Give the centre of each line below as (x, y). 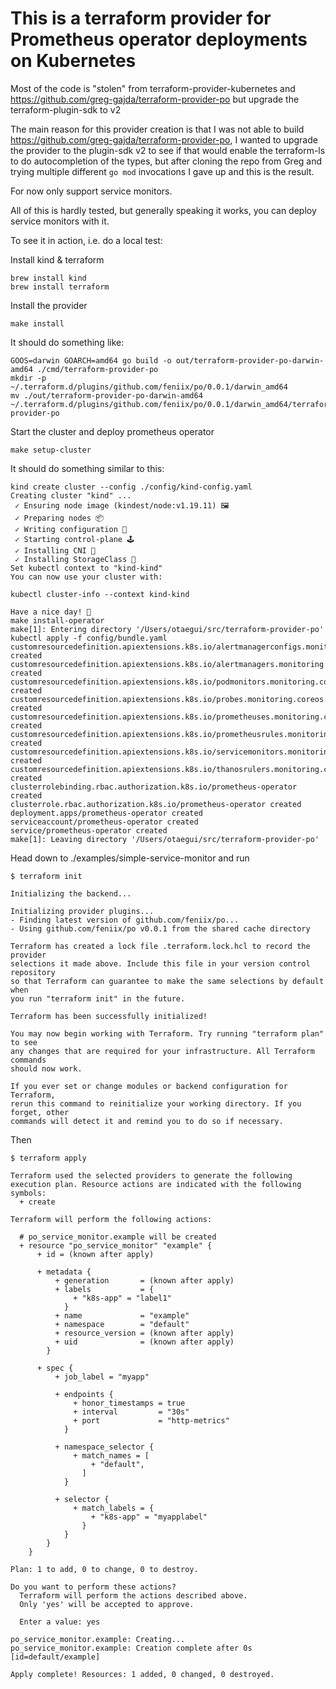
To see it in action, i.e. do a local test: (86, 240)
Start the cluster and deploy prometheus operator (112, 431)
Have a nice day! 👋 (51, 612)
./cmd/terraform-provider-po (97, 369)
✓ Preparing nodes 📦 (59, 518)
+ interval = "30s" (131, 1412)
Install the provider (49, 305)
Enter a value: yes (60, 1622)
